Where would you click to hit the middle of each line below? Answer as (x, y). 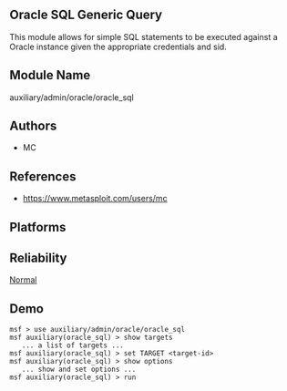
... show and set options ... (79, 370)
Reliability (38, 258)
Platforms (38, 227)
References (43, 176)
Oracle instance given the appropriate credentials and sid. (118, 46)
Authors (33, 126)
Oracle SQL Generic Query (86, 15)
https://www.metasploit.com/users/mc (95, 199)
